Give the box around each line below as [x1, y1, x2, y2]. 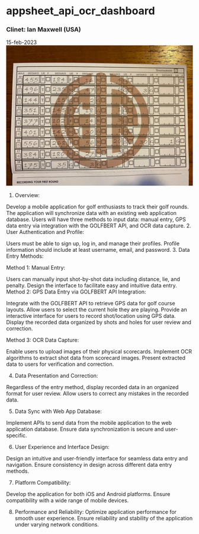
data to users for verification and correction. [6, 361, 114, 368]
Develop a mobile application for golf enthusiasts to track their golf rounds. [6, 203, 189, 210]
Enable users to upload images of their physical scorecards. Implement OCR [6, 348, 192, 355]
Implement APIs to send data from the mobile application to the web [6, 419, 172, 426]
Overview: [14, 192, 40, 199]
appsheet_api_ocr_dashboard [6, 4, 155, 18]
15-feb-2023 [6, 39, 37, 46]
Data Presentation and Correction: [14, 372, 98, 380]
